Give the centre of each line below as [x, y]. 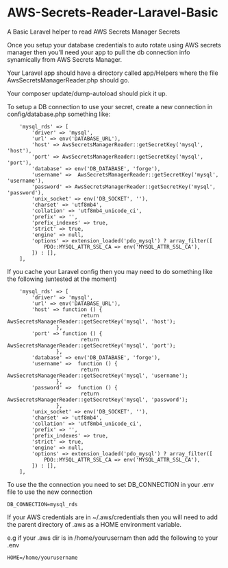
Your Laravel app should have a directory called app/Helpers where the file [113, 73]
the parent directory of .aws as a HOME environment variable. [94, 524]
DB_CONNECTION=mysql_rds [42, 504]
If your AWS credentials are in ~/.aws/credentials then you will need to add [112, 517]
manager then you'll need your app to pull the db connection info [99, 52]
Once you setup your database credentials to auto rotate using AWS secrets [114, 45]
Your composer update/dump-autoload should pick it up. [87, 93]
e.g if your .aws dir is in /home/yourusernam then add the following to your [113, 538]
